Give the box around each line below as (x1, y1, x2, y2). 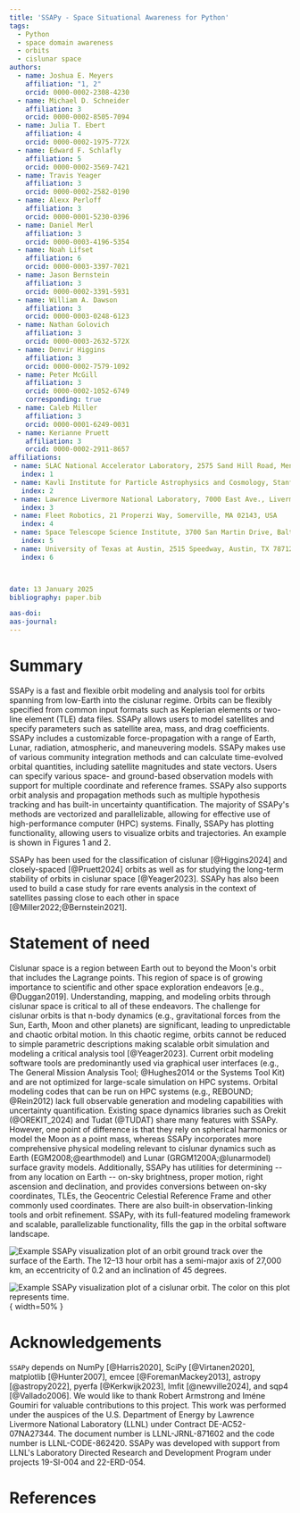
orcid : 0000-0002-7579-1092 (25, 362, 129, 371)
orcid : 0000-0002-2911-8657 (25, 445, 129, 454)
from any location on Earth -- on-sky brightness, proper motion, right (9, 1171, 263, 1182)
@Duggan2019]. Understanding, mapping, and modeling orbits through (9, 991, 271, 1001)
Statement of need (9, 933, 150, 954)
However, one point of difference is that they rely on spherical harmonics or (9, 1124, 287, 1134)
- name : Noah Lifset (17, 246, 94, 255)
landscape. (9, 1228, 51, 1239)
